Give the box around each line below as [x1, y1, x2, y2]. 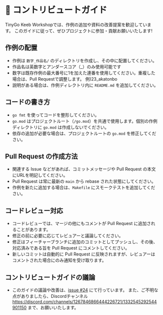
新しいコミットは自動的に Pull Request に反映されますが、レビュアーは [12, 251, 156, 257]
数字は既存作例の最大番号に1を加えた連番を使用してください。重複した [12, 70, 156, 76]
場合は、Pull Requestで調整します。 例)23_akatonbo [12, 76, 117, 82]
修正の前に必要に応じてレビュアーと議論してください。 [12, 233, 123, 239]
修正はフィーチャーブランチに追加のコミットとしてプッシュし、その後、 [12, 239, 158, 245]
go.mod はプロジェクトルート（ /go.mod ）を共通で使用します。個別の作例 [12, 118, 158, 124]
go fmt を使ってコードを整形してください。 [12, 112, 99, 118]
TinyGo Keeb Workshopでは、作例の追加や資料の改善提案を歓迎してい [5, 22, 147, 28]
